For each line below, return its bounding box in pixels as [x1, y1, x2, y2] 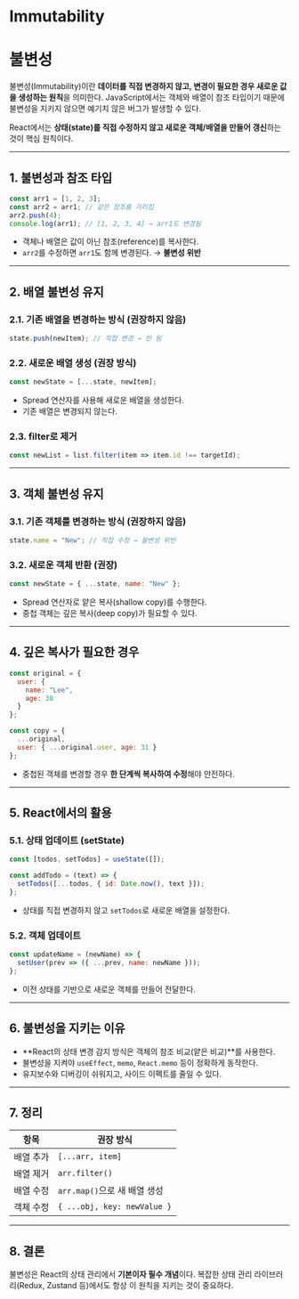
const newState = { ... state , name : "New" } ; [9, 580, 181, 589]
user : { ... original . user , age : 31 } [17, 743, 158, 751]
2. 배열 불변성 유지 [9, 284, 104, 299]
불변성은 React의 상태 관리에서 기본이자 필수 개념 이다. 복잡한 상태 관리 [9, 1269, 253, 1279]
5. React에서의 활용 [9, 806, 112, 821]
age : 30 [25, 694, 53, 702]
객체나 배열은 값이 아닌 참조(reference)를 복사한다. [21, 236, 199, 247]
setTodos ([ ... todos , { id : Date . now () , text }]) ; [17, 880, 205, 889]
